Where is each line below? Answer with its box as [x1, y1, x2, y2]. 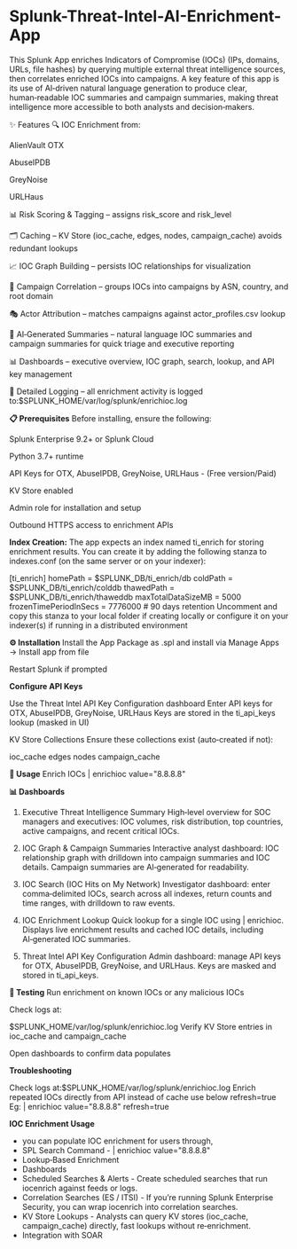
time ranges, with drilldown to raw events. [21, 898, 176, 908]
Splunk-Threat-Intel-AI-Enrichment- [9, 6, 282, 27]
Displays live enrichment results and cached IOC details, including [21, 924, 264, 935]
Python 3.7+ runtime [9, 451, 84, 461]
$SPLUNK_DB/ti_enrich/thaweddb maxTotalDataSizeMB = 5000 [9, 592, 242, 602]
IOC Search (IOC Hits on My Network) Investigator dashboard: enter [21, 878, 270, 889]
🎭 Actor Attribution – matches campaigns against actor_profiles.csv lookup [9, 308, 286, 318]
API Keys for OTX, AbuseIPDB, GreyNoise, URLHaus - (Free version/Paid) [9, 467, 277, 478]
